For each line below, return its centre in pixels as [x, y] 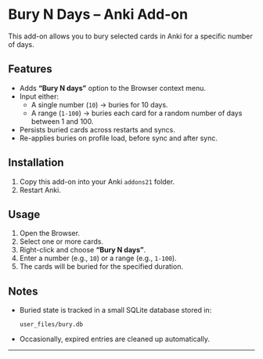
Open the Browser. [50, 234]
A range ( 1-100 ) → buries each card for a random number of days [137, 113]
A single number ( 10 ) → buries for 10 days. [99, 104]
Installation [36, 163]
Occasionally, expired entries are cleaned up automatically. [114, 339]
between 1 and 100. [62, 121]
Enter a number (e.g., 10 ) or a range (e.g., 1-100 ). [98, 258]
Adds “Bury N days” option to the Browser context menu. [112, 88]
